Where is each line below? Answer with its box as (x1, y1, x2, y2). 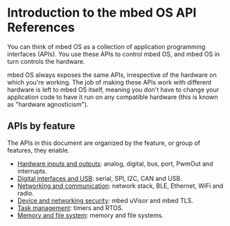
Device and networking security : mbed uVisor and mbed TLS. (17, 196, 194, 205)
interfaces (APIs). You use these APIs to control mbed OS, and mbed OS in (7, 50, 220, 58)
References (7, 19, 75, 35)
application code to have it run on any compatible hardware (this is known (7, 92, 218, 101)
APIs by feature (7, 120, 76, 132)
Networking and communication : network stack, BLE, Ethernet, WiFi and (17, 182, 224, 190)
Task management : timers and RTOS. (17, 203, 123, 212)
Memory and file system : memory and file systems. (17, 211, 164, 219)
